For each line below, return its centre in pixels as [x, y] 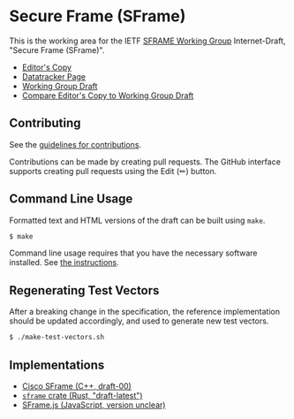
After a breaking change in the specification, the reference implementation [145, 312]
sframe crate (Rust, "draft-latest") [82, 395]
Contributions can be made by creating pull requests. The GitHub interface [145, 162]
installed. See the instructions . [64, 263]
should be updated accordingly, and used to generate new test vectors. [139, 321]
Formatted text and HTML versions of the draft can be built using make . [137, 220]
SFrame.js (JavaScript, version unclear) [94, 405]
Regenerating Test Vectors [84, 290]
